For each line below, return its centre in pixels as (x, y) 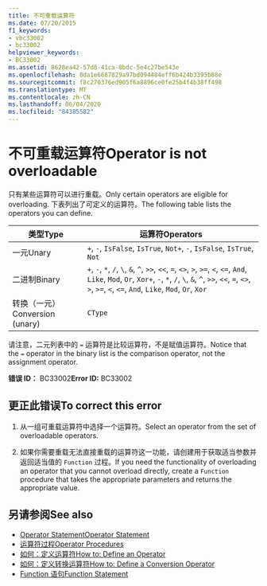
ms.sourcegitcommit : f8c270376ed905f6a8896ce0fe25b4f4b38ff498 (115, 82)
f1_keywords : (30, 30)
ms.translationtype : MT (48, 90)
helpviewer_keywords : (44, 53)
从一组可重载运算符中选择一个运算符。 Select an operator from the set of (138, 426)
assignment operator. (43, 361)
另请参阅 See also (51, 515)
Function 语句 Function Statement (74, 573)
